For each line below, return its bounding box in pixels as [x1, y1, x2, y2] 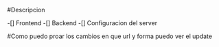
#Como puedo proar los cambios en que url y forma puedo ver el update [7, 32, 213, 40]
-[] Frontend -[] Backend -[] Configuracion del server [7, 19, 158, 27]
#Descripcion [7, 6, 45, 14]
